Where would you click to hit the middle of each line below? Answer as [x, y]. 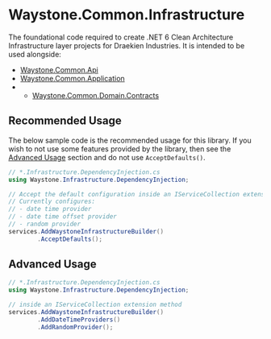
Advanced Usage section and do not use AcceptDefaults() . [107, 157]
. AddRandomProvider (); [75, 327]
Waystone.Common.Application [72, 78]
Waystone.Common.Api [59, 69]
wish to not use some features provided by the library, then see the [120, 149]
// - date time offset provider [63, 217]
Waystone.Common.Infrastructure [127, 15]
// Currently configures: [52, 202]
